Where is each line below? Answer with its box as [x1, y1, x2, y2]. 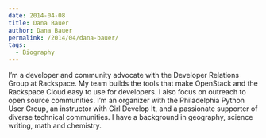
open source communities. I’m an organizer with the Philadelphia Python [8, 96, 245, 105]
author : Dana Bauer [8, 26, 73, 34]
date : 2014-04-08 [8, 11, 66, 20]
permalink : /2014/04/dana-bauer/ [8, 33, 119, 42]
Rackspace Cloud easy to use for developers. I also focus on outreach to [8, 87, 246, 96]
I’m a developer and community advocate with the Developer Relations [8, 71, 240, 79]
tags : [8, 41, 26, 49]
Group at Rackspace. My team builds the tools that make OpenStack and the [8, 79, 258, 88]
